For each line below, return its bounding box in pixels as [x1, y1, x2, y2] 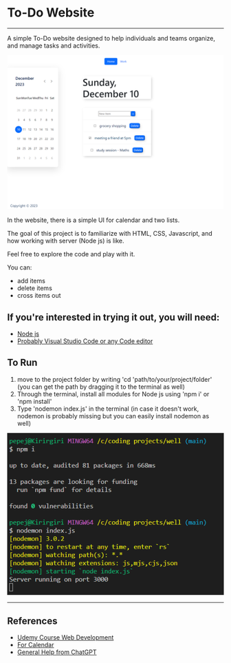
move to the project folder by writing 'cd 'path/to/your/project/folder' [16, 375, 212, 383]
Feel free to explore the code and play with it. [7, 250, 135, 258]
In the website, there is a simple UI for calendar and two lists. [7, 216, 180, 225]
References [7, 615, 58, 626]
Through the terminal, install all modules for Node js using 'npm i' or [16, 389, 210, 398]
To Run [7, 357, 38, 369]
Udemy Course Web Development [16, 633, 114, 642]
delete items [16, 284, 53, 292]
